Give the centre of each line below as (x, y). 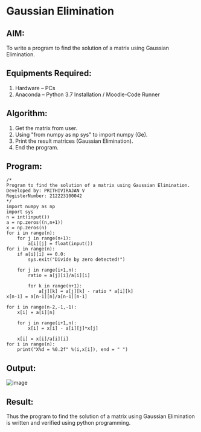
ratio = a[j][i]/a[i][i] (59, 276)
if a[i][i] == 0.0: (42, 254)
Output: (21, 368)
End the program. (37, 147)
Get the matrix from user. (46, 128)
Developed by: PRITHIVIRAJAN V (46, 191)
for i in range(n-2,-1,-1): (42, 307)
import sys (20, 212)
